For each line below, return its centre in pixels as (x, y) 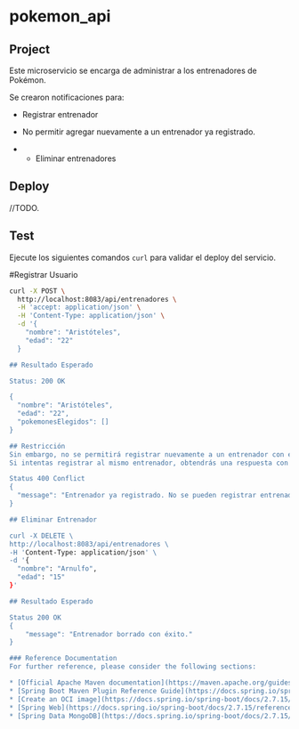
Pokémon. (28, 80)
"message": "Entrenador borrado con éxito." (109, 634)
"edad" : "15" (41, 577)
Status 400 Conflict (48, 479)
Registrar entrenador (60, 114)
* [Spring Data (37, 716)
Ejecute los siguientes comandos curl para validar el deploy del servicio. (142, 257)
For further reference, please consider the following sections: (133, 667)
